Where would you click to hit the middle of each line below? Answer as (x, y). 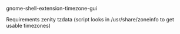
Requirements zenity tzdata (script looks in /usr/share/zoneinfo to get (90, 19)
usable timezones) (29, 26)
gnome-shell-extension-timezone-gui (51, 8)
